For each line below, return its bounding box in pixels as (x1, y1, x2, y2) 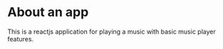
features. (7, 34, 34, 43)
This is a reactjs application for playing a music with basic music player (7, 27, 216, 36)
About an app (7, 4, 89, 20)
